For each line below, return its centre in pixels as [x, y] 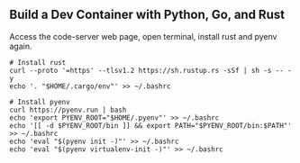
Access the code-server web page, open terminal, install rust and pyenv [143, 36]
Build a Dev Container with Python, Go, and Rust [147, 15]
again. [21, 46]
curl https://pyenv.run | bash [68, 110]
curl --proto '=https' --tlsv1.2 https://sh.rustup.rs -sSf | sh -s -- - [151, 70]
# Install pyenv [40, 102]
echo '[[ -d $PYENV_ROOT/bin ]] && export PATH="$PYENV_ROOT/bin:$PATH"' [151, 125]
